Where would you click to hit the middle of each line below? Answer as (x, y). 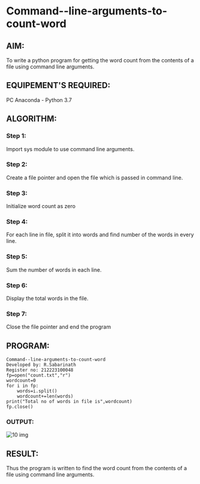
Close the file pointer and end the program (59, 327)
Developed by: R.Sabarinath (41, 365)
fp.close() (20, 407)
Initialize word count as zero (41, 206)
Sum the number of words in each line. (54, 270)
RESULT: (22, 454)
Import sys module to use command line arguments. (70, 149)
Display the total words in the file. (47, 298)
